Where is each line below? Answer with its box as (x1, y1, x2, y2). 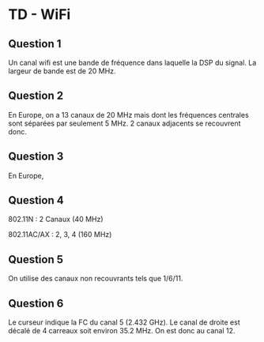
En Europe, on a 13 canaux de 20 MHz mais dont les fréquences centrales (8, 110, 249, 119)
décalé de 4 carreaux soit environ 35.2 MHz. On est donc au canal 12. (8, 326, 236, 336)
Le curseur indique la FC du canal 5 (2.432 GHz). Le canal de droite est (8, 318, 240, 327)
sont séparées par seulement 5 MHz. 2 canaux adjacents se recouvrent (8, 118, 241, 128)
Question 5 (8, 253, 64, 266)
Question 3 (8, 150, 64, 163)
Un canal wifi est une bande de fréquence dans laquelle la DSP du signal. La (8, 58, 257, 67)
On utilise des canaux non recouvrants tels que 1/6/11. (8, 274, 183, 284)
